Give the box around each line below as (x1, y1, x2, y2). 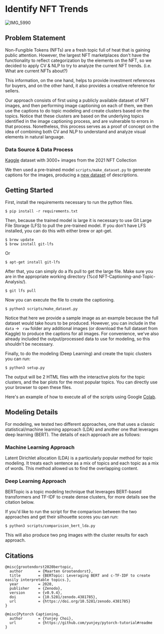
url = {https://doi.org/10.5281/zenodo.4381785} (9, 599, 131, 604)
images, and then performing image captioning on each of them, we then (5, 102, 153, 109)
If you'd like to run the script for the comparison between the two (5, 509, 137, 515)
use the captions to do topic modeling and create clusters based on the (5, 108, 150, 113)
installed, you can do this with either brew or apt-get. (5, 227, 112, 234)
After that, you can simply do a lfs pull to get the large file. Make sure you (5, 268, 153, 274)
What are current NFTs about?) (5, 68, 68, 74)
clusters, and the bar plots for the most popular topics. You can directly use (5, 379, 158, 385)
